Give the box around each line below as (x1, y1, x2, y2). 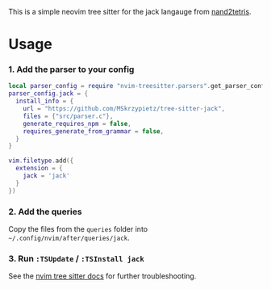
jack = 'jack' (23, 172, 70, 180)
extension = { (15, 165, 63, 173)
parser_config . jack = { (8, 90, 89, 98)
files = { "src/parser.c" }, (23, 112, 114, 120)
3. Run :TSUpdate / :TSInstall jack (8, 253, 145, 264)
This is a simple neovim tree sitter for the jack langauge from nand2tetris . (8, 7, 252, 16)
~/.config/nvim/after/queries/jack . (8, 233, 131, 243)
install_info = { (15, 97, 74, 106)
